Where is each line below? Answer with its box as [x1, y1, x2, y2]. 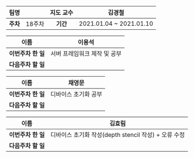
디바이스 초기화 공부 [50, 90, 103, 98]
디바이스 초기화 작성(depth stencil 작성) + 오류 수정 [50, 131, 185, 139]
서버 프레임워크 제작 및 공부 [50, 50, 122, 57]
